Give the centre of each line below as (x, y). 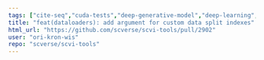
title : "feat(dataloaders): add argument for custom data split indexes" (132, 23)
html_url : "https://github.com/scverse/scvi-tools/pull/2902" (112, 30)
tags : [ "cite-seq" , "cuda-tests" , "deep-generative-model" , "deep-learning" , (133, 15)
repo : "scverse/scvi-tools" (54, 44)
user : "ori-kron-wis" (44, 37)
